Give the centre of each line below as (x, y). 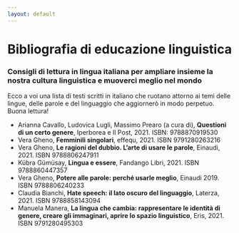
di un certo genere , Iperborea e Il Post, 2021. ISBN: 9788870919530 (118, 133)
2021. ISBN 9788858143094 (59, 201)
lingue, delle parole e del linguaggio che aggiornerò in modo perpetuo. (111, 103)
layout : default (31, 14)
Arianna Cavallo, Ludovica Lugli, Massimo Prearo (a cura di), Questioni (122, 125)
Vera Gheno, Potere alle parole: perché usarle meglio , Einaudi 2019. (118, 178)
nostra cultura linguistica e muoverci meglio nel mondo (105, 81)
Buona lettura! (28, 111)
